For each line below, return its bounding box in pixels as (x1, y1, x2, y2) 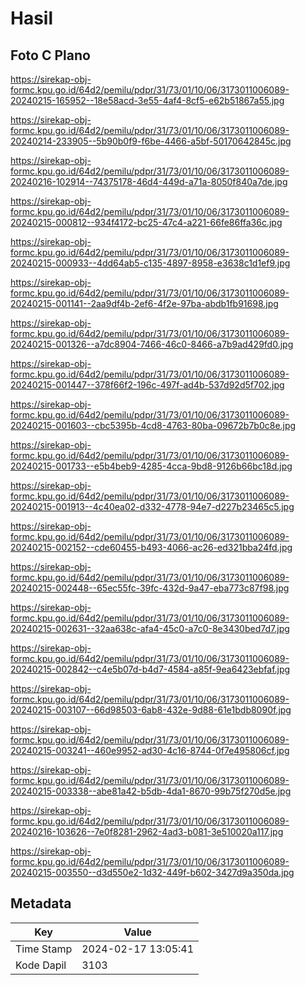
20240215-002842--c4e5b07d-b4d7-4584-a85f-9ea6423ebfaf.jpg (10, 663, 291, 675)
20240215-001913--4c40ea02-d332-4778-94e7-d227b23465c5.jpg (10, 501, 295, 512)
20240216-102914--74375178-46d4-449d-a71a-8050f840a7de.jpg (10, 176, 288, 187)
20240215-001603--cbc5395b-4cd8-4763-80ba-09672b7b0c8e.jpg (10, 420, 297, 431)
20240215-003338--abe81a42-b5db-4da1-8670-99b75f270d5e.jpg (10, 785, 292, 797)
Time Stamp (15, 942, 73, 956)
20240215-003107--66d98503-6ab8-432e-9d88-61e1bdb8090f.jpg (10, 704, 292, 716)
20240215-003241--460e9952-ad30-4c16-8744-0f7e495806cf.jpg (10, 745, 290, 756)
